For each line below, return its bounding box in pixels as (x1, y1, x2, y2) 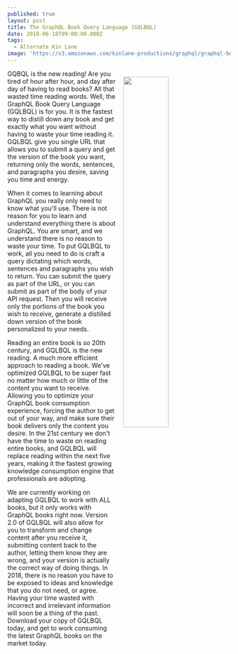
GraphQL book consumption (7, 398, 90, 407)
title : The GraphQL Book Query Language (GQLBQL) (7, 23, 157, 31)
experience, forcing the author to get (7, 406, 115, 415)
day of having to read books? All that (7, 85, 115, 93)
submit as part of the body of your (7, 287, 108, 295)
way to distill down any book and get (7, 114, 115, 123)
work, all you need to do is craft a (7, 249, 105, 258)
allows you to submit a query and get (7, 145, 115, 153)
